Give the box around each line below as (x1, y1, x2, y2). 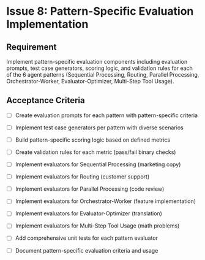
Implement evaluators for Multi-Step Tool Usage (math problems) (15, 222, 180, 229)
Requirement (6, 42, 57, 52)
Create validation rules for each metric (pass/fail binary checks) (15, 148, 176, 156)
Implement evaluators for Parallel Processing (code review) (15, 185, 165, 193)
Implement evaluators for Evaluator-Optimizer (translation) (15, 210, 162, 217)
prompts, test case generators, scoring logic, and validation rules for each (6, 64, 193, 72)
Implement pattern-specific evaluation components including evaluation (6, 58, 188, 65)
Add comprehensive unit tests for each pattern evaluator (15, 234, 158, 242)
